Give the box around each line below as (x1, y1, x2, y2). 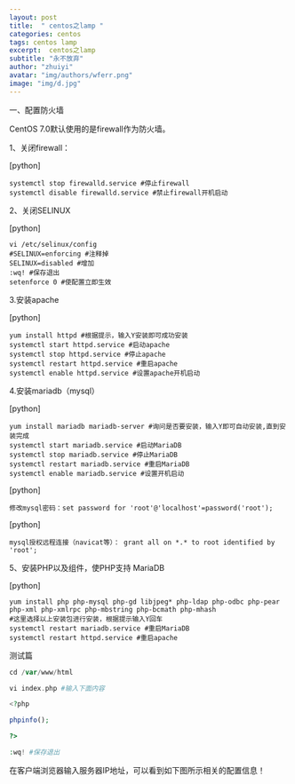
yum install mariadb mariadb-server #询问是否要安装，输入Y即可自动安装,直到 (9, 422, 280, 431)
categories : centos (9, 29, 82, 38)
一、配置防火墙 (9, 104, 64, 115)
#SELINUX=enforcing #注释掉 (9, 249, 109, 258)
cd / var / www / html (9, 668, 74, 677)
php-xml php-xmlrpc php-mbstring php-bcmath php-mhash (9, 605, 217, 614)
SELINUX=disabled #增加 (9, 258, 95, 267)
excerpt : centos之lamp (9, 46, 96, 55)
